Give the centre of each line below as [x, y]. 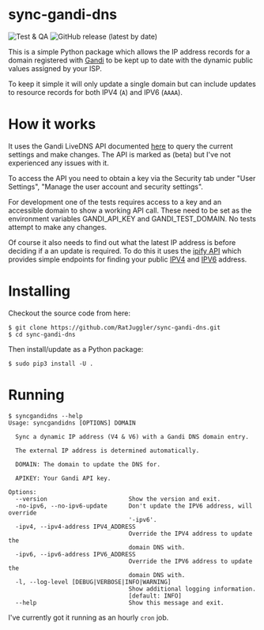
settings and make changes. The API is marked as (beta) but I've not [119, 154]
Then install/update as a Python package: [76, 349]
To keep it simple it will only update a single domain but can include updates [132, 84]
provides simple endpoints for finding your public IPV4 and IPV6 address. [128, 259]
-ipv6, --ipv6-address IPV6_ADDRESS [75, 554]
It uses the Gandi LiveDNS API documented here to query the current [121, 146]
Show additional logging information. [192, 589]
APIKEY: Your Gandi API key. [63, 478]
